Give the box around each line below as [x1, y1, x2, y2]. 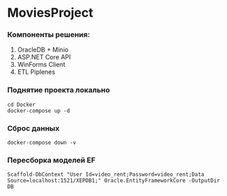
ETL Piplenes [17, 68, 56, 76]
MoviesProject [7, 5, 94, 21]
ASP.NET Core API [17, 53, 71, 61]
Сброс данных [7, 123, 60, 133]
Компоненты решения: [7, 30, 91, 40]
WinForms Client [17, 61, 66, 69]
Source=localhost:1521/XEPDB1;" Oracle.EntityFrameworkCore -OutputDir [7, 177, 220, 184]
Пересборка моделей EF [7, 156, 96, 165]
